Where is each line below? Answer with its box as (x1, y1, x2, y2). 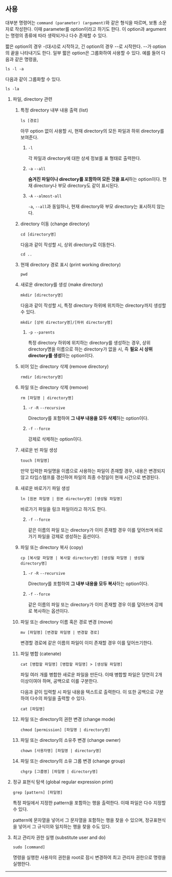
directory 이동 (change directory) (20, 221, 90, 227)
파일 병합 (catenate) (20, 650, 61, 656)
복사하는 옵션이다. (33, 608, 70, 614)
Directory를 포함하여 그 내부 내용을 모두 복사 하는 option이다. (28, 580, 149, 587)
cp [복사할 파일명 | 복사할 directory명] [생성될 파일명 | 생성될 (20, 555, 145, 560)
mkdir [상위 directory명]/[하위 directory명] (20, 320, 113, 325)
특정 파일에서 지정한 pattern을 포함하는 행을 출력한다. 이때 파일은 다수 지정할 (12, 799, 166, 806)
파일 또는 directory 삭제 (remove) (20, 384, 89, 390)
